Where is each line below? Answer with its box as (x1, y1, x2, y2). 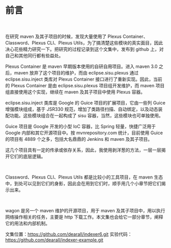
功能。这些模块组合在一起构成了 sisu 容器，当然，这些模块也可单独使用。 (9, 112, 164, 118)
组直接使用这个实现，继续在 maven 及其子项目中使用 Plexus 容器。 (5, 89, 146, 95)
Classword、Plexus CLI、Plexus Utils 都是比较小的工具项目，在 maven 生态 (5, 174, 163, 180)
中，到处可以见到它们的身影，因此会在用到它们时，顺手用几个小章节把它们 (5, 180, 161, 186)
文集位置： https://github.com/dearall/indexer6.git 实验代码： (5, 231, 132, 237)
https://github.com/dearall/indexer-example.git (5, 237, 103, 243)
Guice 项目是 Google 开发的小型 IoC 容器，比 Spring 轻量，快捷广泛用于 (5, 123, 156, 129)
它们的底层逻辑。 (9, 153, 46, 159)
